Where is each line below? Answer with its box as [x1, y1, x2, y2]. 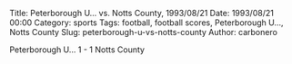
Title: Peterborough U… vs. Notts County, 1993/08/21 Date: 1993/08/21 [9, 8, 275, 18]
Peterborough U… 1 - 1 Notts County [9, 44, 146, 55]
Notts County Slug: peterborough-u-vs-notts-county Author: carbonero [9, 27, 277, 37]
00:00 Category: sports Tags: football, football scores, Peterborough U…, [9, 17, 284, 28]
